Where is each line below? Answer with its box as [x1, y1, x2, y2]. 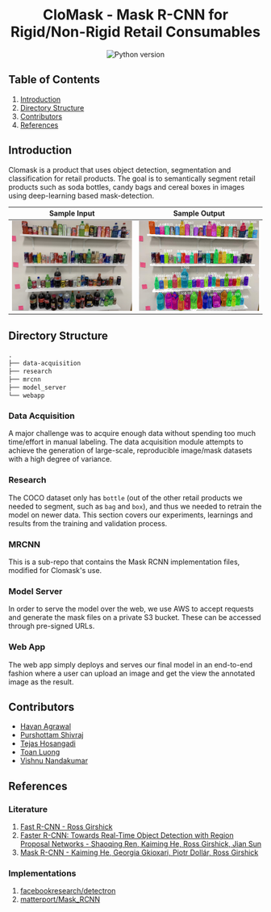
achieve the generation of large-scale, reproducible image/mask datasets [8, 446, 252, 455]
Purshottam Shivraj [19, 730, 84, 740]
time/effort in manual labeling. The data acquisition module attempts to [8, 437, 244, 447]
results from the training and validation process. [8, 518, 168, 528]
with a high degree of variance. [8, 454, 112, 464]
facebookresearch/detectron [19, 886, 116, 896]
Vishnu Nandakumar [19, 756, 89, 766]
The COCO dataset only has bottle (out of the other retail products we [8, 492, 244, 502]
